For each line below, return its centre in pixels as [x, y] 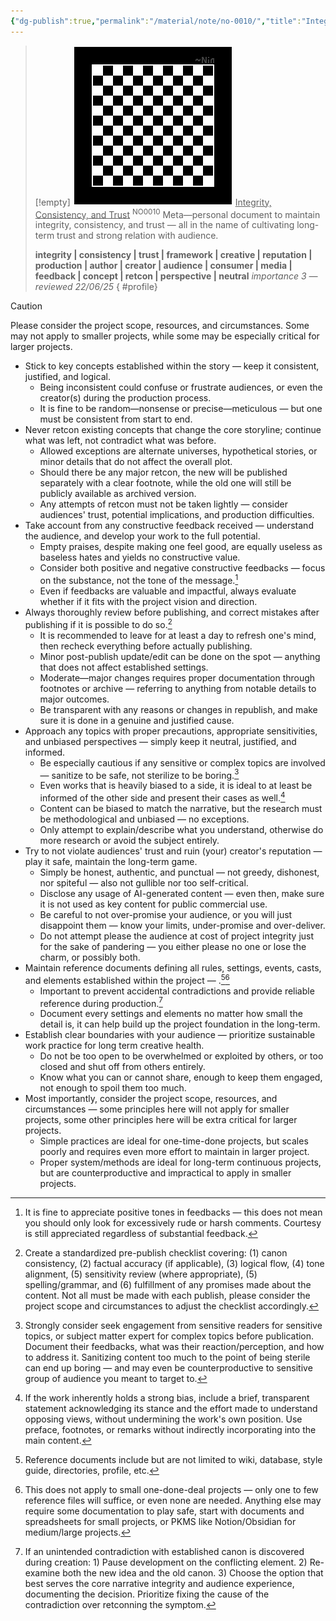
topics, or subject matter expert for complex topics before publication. [169, 1336]
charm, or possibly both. [90, 957]
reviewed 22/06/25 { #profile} [96, 287]
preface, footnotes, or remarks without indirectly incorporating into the [170, 1430]
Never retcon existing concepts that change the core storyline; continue [173, 430]
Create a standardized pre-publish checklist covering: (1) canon [156, 1253]
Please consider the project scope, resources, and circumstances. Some [160, 326]
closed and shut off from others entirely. [122, 1067]
